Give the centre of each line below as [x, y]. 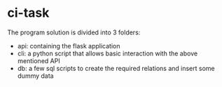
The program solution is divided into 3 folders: [74, 32]
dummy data [35, 76]
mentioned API [39, 60]
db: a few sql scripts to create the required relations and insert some [116, 68]
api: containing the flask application [69, 46]
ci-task [28, 13]
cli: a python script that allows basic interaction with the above [107, 53]
